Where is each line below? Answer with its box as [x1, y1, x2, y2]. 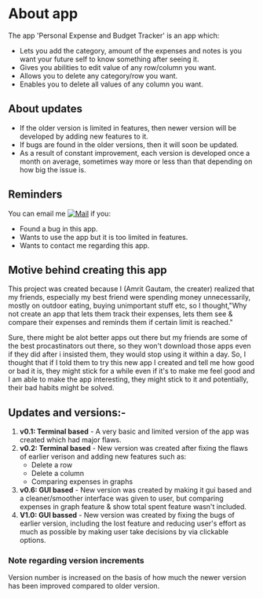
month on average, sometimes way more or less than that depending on [19, 157, 253, 166]
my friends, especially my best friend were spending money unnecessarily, [8, 293, 251, 302]
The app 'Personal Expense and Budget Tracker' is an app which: [8, 31, 220, 40]
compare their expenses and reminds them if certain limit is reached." [8, 318, 233, 327]
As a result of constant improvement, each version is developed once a [19, 148, 250, 157]
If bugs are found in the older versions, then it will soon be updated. [19, 139, 239, 149]
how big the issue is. [19, 164, 86, 174]
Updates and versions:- [8, 406, 126, 419]
